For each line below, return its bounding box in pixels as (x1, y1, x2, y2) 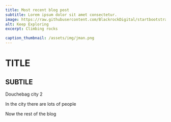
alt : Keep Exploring (5, 21, 49, 27)
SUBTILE (5, 77, 33, 86)
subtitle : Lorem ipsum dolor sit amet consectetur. (5, 12, 117, 17)
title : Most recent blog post (5, 7, 70, 13)
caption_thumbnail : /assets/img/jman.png (5, 36, 95, 41)
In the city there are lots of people (5, 101, 76, 107)
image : (5, 17, 19, 22)
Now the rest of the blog (5, 111, 56, 117)
